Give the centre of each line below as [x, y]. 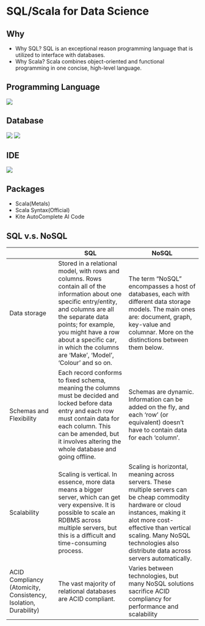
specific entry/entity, [88, 302]
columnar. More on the [161, 333]
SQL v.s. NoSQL [37, 236]
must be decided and [88, 396]
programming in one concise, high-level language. [78, 68]
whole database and [87, 449]
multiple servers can [158, 490]
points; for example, [86, 325]
